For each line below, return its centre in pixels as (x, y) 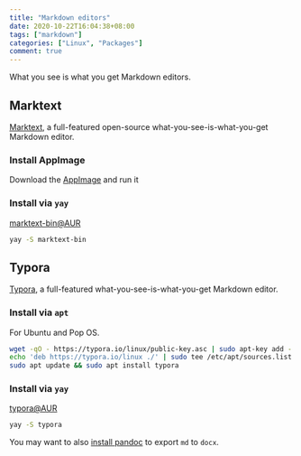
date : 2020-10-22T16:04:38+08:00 (72, 26)
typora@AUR (33, 408)
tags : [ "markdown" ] (46, 34)
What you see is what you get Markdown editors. (100, 77)
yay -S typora (36, 425)
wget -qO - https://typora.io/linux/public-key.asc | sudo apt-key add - (151, 349)
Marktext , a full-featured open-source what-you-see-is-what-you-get (139, 126)
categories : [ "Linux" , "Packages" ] (76, 43)
